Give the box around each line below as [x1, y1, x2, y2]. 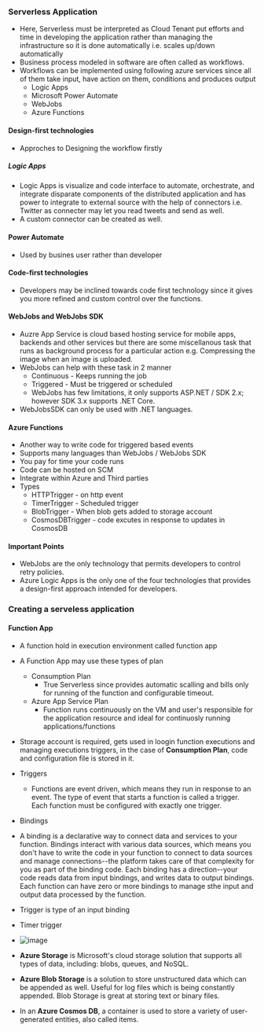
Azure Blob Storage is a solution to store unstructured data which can [19, 974, 247, 983]
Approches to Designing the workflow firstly [19, 143, 163, 153]
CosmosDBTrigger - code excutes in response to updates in [31, 515, 225, 525]
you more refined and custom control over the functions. [19, 293, 203, 303]
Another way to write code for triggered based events [19, 440, 194, 450]
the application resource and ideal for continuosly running [42, 713, 231, 722]
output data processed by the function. [19, 890, 147, 899]
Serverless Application [8, 6, 98, 17]
